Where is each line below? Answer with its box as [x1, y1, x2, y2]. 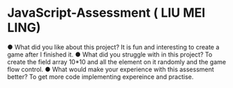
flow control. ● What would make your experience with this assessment [7, 65, 214, 73]
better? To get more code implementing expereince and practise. [7, 72, 194, 81]
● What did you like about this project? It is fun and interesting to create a [7, 43, 220, 51]
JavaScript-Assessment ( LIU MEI [7, 5, 206, 21]
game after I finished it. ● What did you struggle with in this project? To [7, 50, 213, 59]
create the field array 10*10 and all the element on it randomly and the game [7, 57, 227, 66]
